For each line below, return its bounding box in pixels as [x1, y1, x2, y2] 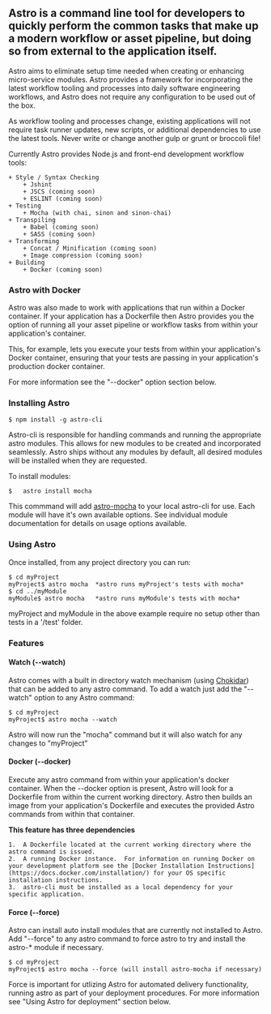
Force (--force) [8, 907, 60, 917]
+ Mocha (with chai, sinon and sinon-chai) [23, 208, 172, 217]
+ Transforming [8, 237, 60, 246]
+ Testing [8, 202, 42, 210]
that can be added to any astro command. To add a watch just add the [8, 684, 243, 694]
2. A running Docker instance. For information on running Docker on [8, 855, 255, 863]
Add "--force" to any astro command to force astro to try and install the [8, 934, 246, 943]
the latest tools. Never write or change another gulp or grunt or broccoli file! [8, 133, 261, 143]
